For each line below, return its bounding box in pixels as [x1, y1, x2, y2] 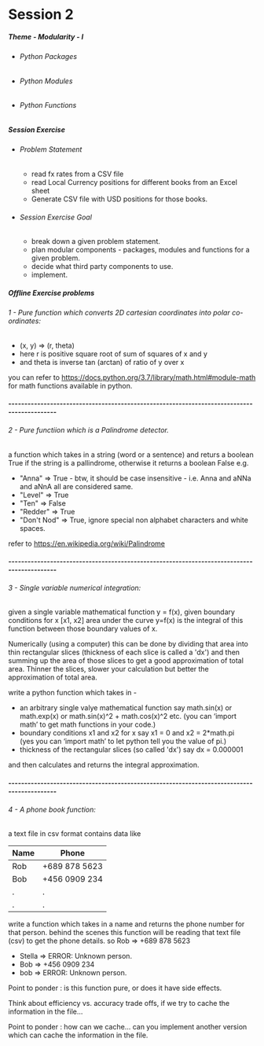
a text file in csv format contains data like [8, 829, 141, 838]
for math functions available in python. [8, 381, 133, 390]
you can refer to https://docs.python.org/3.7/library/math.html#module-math [8, 372, 256, 382]
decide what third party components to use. [31, 262, 174, 271]
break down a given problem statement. [31, 237, 161, 246]
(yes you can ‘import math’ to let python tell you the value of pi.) [19, 737, 227, 746]
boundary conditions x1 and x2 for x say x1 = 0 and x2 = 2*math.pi [19, 728, 235, 738]
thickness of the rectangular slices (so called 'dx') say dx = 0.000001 [19, 745, 244, 754]
